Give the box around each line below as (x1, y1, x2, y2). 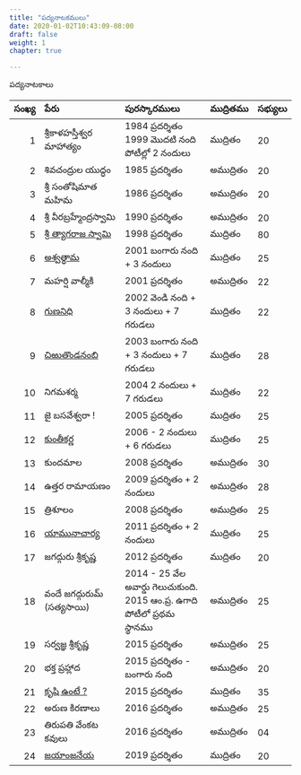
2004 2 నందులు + (125, 379, 197, 391)
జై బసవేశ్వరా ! (44, 409, 96, 422)
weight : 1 (9, 38, 47, 48)
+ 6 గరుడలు (125, 440, 172, 452)
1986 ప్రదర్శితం (125, 187, 184, 200)
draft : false (9, 30, 58, 39)
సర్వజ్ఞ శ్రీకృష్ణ (44, 638, 90, 650)
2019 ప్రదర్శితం (125, 749, 184, 762)
